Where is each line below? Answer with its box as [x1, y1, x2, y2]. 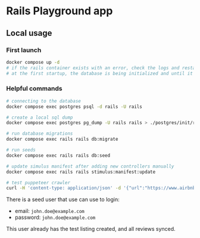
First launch [6, 46, 42, 54]
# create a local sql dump [6, 115, 73, 120]
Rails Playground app [6, 4, 113, 18]
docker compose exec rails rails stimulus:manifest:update [6, 169, 156, 175]
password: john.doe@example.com [14, 214, 96, 221]
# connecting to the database [6, 98, 82, 104]
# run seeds [6, 147, 36, 153]
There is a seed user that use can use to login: [6, 196, 120, 203]
